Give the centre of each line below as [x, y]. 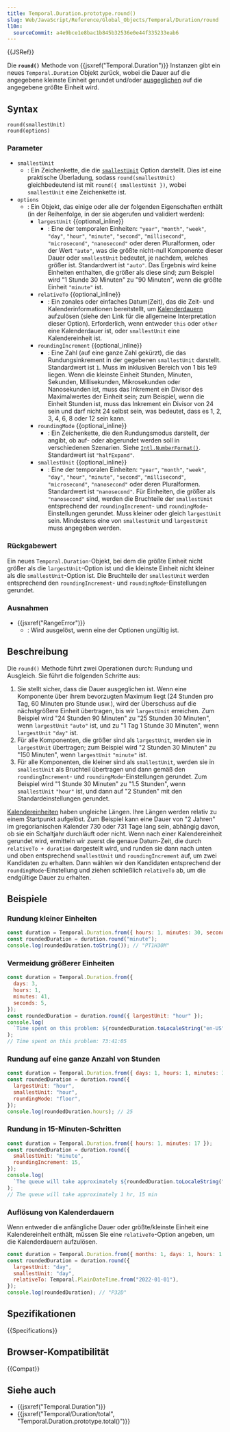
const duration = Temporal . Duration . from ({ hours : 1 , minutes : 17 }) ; [110, 1143]
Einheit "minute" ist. [76, 287]
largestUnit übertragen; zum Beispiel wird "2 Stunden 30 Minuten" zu [116, 747]
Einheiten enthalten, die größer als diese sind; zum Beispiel [131, 273]
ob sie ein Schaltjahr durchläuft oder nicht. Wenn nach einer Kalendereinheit [115, 834]
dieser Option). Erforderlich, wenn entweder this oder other [132, 324]
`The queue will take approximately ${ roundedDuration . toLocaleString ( [118, 1182]
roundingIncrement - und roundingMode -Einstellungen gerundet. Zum [112, 776]
